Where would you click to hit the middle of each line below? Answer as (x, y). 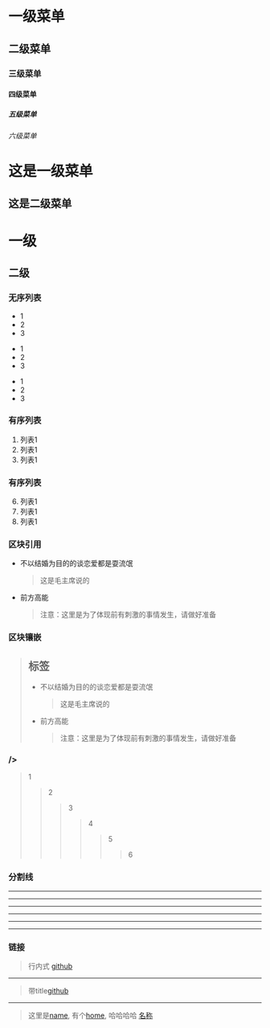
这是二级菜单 (40, 203)
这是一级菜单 (51, 172)
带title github (48, 991)
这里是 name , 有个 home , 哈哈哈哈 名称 (90, 1016)
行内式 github (50, 966)
